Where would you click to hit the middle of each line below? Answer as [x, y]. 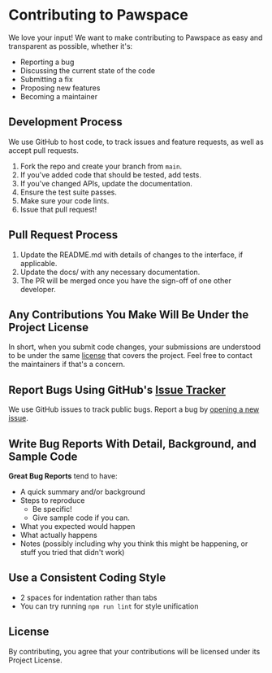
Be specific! [52, 509]
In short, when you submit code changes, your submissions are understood [135, 347]
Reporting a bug [47, 62]
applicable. [39, 263]
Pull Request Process [63, 235]
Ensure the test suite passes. [69, 192]
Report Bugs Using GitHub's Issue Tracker [117, 389]
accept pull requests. [44, 150]
